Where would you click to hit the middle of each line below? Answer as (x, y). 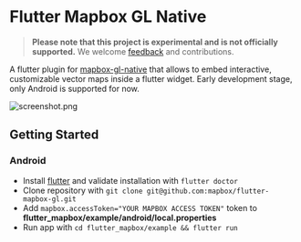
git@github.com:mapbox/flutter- (208, 191)
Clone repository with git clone (83, 190)
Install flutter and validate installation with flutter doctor (130, 180)
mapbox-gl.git (49, 199)
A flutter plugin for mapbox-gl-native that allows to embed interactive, (140, 69)
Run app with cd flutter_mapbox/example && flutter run (130, 227)
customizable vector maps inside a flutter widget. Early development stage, (151, 78)
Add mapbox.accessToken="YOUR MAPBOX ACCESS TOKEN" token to (140, 207)
